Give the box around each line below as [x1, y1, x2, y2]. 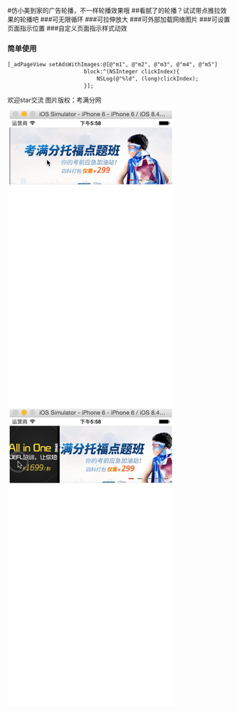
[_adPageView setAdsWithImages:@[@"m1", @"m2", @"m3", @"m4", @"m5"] [7, 61, 218, 68]
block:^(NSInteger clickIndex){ [83, 68, 180, 76]
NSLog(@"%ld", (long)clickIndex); [96, 76, 199, 83]
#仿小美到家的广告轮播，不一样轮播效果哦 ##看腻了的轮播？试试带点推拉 [7, 6, 221, 14]
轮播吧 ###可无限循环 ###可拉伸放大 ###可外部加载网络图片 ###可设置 [19, 15, 231, 24]
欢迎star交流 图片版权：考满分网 [7, 96, 102, 105]
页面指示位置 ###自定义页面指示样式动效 [7, 24, 127, 32]
